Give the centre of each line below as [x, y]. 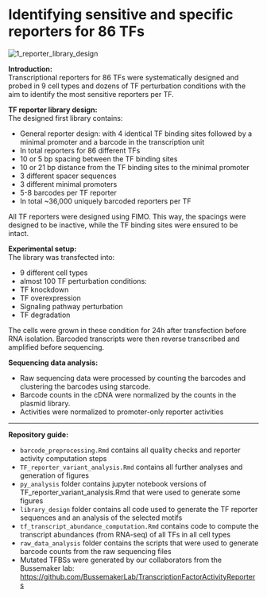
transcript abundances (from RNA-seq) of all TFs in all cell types [125, 534]
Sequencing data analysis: [53, 362]
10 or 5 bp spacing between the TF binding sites [99, 159]
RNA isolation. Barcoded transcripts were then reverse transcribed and [124, 339]
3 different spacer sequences [68, 176]
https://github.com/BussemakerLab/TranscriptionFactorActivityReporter [137, 576]
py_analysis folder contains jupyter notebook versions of [113, 483]
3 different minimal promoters [68, 184]
